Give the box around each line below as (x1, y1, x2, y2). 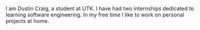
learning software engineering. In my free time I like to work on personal (5, 11, 184, 18)
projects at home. (5, 18, 49, 24)
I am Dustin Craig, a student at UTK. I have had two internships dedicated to (5, 5, 194, 12)
